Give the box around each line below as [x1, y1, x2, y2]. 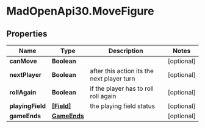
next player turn [90, 74, 135, 83]
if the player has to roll [90, 84, 154, 93]
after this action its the [90, 67, 154, 75]
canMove [9, 57, 38, 65]
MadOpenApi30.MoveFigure [6, 4, 154, 18]
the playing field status [90, 102, 156, 110]
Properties [6, 29, 48, 39]
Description [108, 47, 143, 55]
